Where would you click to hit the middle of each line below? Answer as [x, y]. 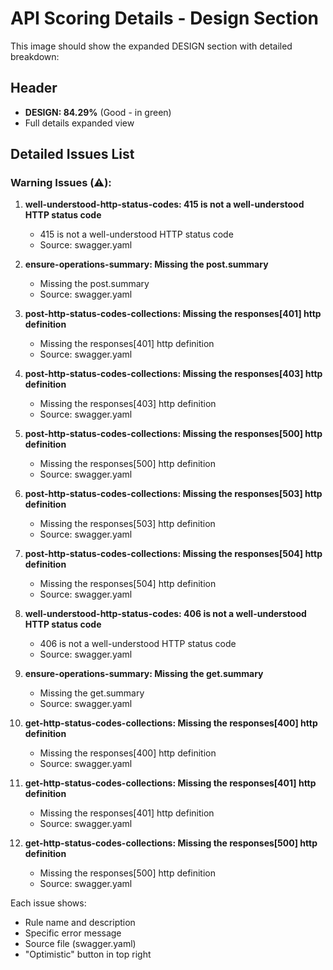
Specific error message [73, 933]
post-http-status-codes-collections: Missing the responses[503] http [173, 494]
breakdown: [35, 56]
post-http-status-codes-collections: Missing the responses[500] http [173, 434]
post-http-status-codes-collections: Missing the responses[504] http [173, 554]
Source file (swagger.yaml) [80, 944]
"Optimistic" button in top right [88, 954]
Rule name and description [80, 923]
